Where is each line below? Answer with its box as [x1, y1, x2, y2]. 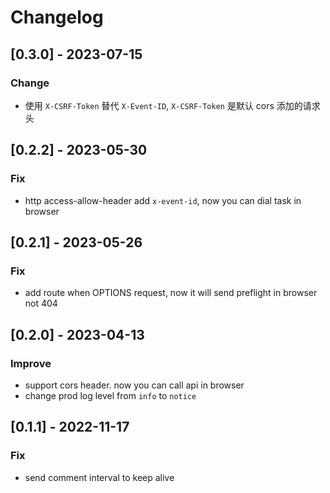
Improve [10, 356, 52, 370]
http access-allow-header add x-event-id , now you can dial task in [24, 194, 302, 206]
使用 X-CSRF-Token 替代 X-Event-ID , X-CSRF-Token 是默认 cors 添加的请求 [24, 99, 321, 111]
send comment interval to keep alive [24, 471, 175, 483]
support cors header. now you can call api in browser [24, 379, 245, 391]
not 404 [24, 297, 58, 310]
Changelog [10, 6, 104, 29]
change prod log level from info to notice [24, 389, 197, 401]
